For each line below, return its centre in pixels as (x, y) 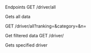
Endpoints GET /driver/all (30, 7)
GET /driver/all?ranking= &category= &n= (46, 26)
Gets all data (18, 16)
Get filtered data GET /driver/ (34, 36)
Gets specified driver (26, 45)
